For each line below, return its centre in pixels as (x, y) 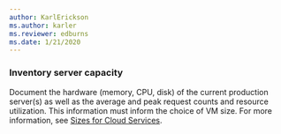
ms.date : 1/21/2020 (45, 42)
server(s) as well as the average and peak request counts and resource (139, 101)
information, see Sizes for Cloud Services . (86, 120)
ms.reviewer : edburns (49, 33)
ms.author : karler (43, 26)
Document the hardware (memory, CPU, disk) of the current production (139, 92)
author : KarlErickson (49, 17)
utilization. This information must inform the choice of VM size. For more (140, 110)
